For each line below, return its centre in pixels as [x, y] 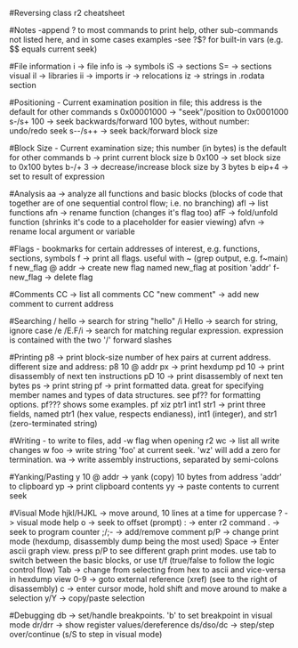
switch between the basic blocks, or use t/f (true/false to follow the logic [142, 560]
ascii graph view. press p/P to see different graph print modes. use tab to [143, 551]
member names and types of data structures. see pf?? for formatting [135, 395]
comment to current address [61, 304]
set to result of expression [57, 176]
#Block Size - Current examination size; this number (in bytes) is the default [148, 148]
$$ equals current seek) [53, 49]
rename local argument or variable [72, 231]
